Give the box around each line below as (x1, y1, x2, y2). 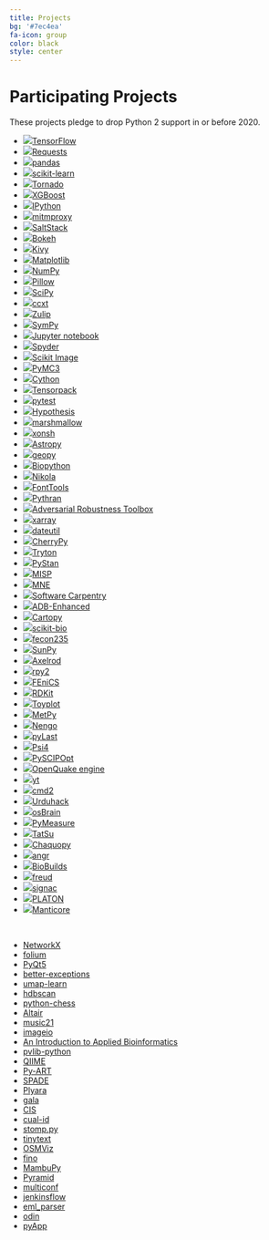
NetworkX (22, 940, 61, 951)
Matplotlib (31, 254, 70, 265)
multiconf (22, 1182, 59, 1193)
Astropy (31, 439, 62, 449)
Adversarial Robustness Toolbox (31, 503, 153, 515)
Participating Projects (9, 87, 178, 108)
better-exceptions (22, 968, 90, 980)
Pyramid (22, 1173, 55, 1183)
